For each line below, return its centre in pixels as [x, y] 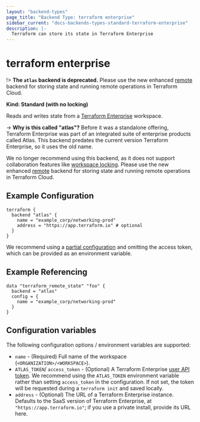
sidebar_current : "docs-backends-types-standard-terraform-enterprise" [97, 23]
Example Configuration [50, 196]
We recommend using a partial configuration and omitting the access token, [99, 247]
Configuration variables [51, 330]
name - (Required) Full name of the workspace [71, 356]
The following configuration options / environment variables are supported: [99, 345]
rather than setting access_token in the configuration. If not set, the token [104, 382]
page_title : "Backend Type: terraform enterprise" [70, 17]
